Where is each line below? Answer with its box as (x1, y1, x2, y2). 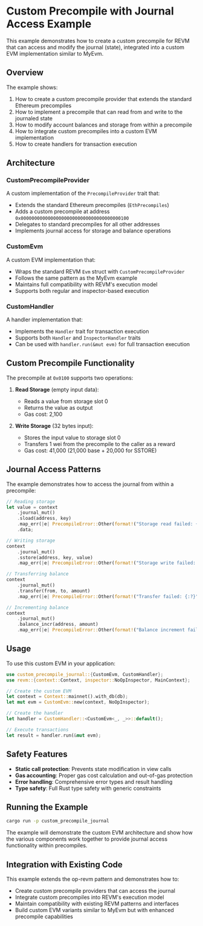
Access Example (6, 17, 92, 31)
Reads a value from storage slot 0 (24, 398, 109, 405)
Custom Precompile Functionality (6, 358, 135, 369)
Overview (6, 68, 44, 78)
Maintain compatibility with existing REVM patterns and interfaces (14, 900, 179, 907)
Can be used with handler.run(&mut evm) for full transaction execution (14, 341, 190, 348)
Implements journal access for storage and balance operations (14, 227, 171, 234)
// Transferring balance (6, 571, 69, 577)
